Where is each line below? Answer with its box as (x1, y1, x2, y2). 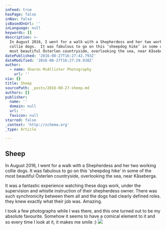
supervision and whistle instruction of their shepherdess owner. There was (5, 188, 157, 194)
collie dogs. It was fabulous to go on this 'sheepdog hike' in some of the (5, 168, 152, 174)
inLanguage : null (5, 26, 41, 31)
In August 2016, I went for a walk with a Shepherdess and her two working (5, 163, 157, 169)
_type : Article (5, 127, 37, 132)
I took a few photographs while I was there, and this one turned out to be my (5, 208, 161, 214)
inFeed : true (5, 7, 32, 12)
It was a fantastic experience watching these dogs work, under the (5, 183, 141, 188)
